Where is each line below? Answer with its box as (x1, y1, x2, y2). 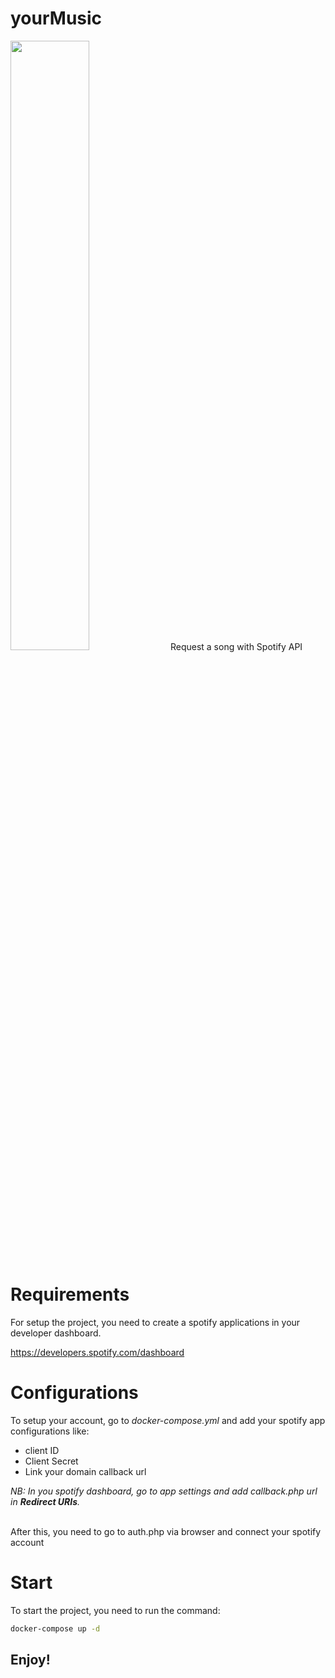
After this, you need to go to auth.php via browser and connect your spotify (10, 1525, 322, 1537)
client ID (24, 1444, 60, 1456)
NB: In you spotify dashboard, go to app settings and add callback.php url (10, 1485, 318, 1497)
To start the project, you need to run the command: (10, 1604, 221, 1616)
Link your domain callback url (24, 1465, 147, 1477)
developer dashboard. (10, 1327, 102, 1339)
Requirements (10, 1283, 130, 1306)
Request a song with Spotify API (169, 640, 303, 652)
